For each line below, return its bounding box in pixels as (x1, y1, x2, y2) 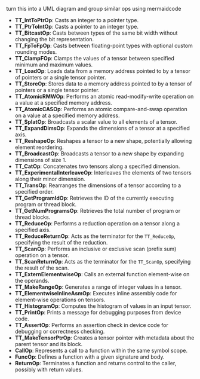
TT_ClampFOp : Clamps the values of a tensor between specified (14, 55, 175, 62)
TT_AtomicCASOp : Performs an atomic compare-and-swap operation (14, 106, 188, 112)
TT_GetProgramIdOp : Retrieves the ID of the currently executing (14, 194, 174, 201)
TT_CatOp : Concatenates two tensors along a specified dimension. (14, 163, 180, 170)
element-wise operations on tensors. (14, 296, 106, 303)
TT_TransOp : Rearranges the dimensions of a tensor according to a (14, 182, 181, 189)
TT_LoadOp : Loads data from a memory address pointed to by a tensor (14, 68, 191, 74)
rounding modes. (14, 48, 57, 56)
